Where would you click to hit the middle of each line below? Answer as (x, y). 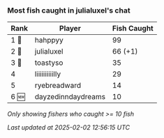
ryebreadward (58, 86)
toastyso (49, 63)
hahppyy (49, 40)
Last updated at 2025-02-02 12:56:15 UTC (69, 128)
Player (70, 29)
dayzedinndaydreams (70, 97)
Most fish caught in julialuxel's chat (69, 10)
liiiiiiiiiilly (48, 74)
